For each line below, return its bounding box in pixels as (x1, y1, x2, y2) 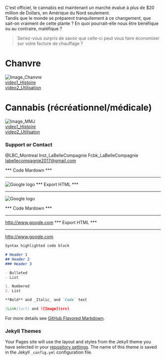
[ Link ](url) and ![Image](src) (5, 307, 70, 312)
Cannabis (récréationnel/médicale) (5, 102, 152, 113)
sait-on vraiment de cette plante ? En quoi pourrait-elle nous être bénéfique (5, 20, 159, 26)
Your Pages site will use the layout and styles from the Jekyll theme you (5, 339, 152, 345)
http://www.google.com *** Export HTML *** (5, 220, 97, 225)
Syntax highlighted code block (5, 243, 70, 248)
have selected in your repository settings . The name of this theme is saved (5, 344, 157, 350)
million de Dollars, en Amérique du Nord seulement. (5, 10, 110, 16)
